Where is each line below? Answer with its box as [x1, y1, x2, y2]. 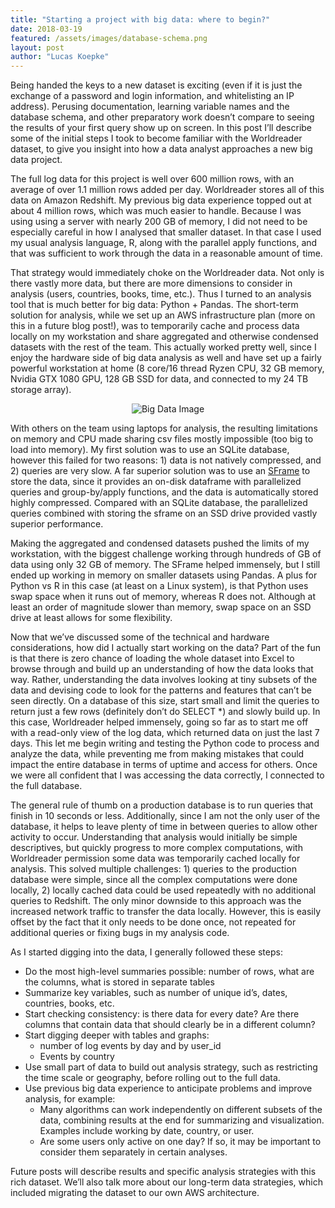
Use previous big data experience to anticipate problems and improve [24, 1082, 313, 1095]
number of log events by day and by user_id [39, 1040, 222, 1052]
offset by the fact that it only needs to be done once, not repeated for [10, 916, 297, 928]
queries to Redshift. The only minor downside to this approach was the [10, 895, 302, 907]
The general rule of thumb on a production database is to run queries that [10, 799, 314, 811]
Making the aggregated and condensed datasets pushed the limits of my [10, 537, 310, 550]
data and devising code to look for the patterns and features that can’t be [10, 684, 312, 696]
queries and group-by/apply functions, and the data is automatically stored [10, 486, 319, 498]
